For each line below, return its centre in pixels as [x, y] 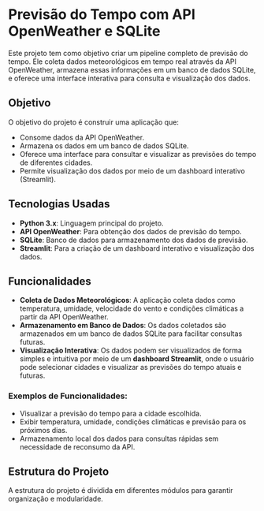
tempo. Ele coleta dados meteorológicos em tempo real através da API [123, 62]
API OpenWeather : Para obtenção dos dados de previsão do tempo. [130, 231]
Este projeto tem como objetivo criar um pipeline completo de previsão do [128, 53]
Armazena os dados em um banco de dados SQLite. [104, 145]
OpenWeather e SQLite [84, 31]
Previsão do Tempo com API [102, 15]
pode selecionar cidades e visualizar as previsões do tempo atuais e [130, 367]
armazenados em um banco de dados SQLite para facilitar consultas [131, 334]
